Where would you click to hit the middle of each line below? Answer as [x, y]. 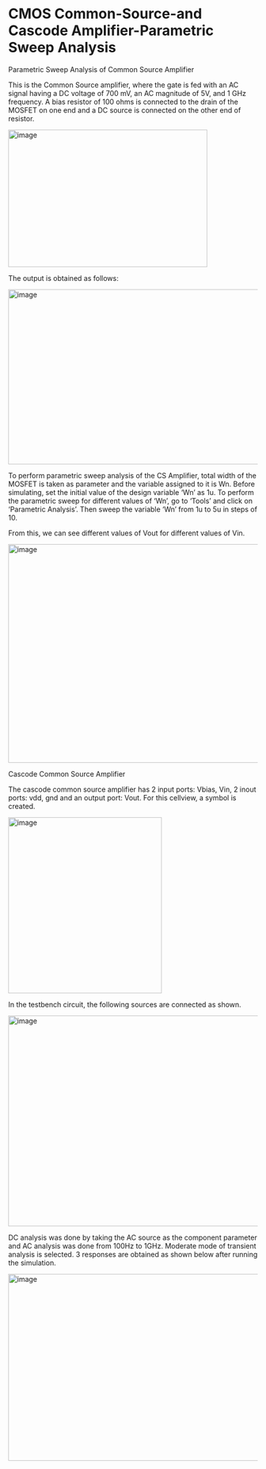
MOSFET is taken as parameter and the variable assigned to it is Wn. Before [132, 484]
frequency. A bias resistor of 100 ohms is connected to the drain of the [123, 102]
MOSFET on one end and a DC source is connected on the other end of [125, 110]
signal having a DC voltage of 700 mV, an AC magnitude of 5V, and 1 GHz [127, 93]
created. [22, 806]
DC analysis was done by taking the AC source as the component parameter [133, 1237]
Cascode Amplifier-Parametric [111, 31]
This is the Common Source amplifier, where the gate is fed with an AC [123, 85]
